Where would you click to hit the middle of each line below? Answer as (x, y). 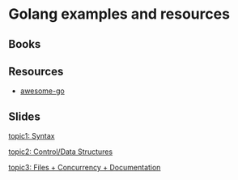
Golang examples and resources (119, 14)
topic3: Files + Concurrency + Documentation (85, 168)
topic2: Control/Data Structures (61, 152)
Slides (24, 116)
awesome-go (42, 91)
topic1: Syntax (32, 136)
